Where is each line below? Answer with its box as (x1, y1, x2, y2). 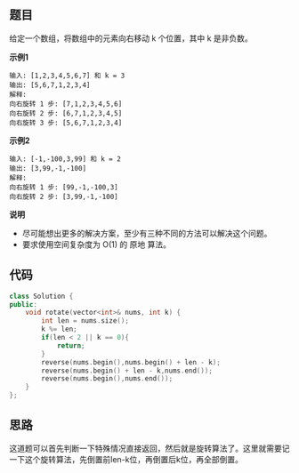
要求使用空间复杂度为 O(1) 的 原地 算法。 (21, 238, 172, 250)
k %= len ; (41, 325, 77, 334)
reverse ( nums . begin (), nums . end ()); (41, 374, 174, 383)
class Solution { (9, 292, 74, 301)
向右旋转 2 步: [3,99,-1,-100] (9, 192, 118, 201)
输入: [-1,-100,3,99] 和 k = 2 (9, 154, 122, 164)
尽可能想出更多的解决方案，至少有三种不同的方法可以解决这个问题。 (21, 228, 272, 238)
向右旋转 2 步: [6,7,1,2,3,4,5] (9, 108, 123, 117)
